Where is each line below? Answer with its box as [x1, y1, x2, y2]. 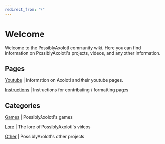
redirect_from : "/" [5, 7, 45, 12]
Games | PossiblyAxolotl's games [5, 114, 73, 120]
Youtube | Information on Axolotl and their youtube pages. [5, 77, 124, 83]
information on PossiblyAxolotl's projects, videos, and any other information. [5, 50, 161, 56]
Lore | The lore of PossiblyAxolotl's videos [5, 124, 91, 130]
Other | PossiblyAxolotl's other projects [5, 134, 85, 140]
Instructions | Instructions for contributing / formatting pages [5, 87, 129, 93]
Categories [5, 101, 41, 109]
